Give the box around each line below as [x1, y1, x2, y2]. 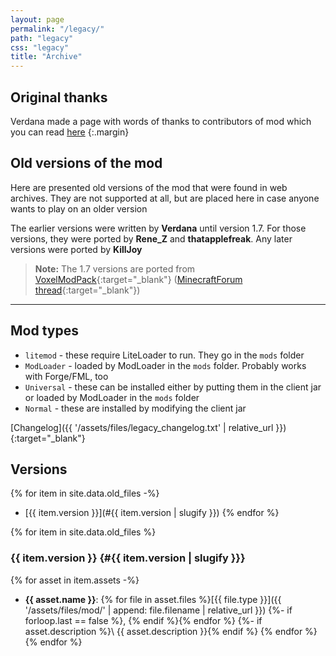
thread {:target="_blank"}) [34, 284, 141, 296]
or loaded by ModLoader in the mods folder [24, 391, 200, 403]
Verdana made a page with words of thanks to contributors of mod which [10, 115, 312, 127]
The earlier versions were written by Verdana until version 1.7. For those [10, 222, 307, 234]
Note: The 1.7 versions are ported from [34, 262, 196, 275]
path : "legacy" [10, 33, 74, 43]
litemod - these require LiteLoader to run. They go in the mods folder [24, 349, 305, 361]
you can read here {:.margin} [10, 126, 130, 138]
